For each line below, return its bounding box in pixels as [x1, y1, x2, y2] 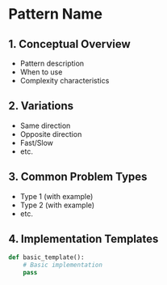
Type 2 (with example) [19, 200, 95, 210]
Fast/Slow [19, 138, 54, 147]
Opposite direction [19, 129, 82, 138]
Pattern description [19, 58, 85, 68]
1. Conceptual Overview [8, 37, 131, 51]
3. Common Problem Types [8, 170, 148, 184]
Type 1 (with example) [19, 191, 94, 201]
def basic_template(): [8, 253, 85, 262]
